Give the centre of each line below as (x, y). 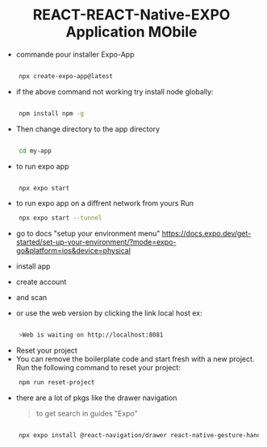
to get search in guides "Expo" (87, 414)
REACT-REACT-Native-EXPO (131, 15)
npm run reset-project (57, 382)
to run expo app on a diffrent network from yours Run (105, 203)
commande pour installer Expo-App (75, 54)
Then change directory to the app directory (88, 129)
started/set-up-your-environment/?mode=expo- (96, 242)
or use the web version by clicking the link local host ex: (109, 313)
